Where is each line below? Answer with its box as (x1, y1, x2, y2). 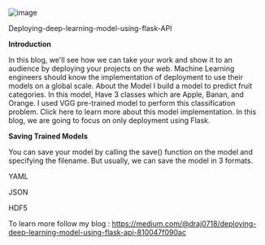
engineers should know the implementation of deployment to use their (8, 72, 244, 81)
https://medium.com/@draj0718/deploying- (111, 219, 257, 228)
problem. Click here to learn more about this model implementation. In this (8, 107, 257, 116)
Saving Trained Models (8, 131, 88, 141)
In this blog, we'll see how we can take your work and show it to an (8, 55, 233, 64)
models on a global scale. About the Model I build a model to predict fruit (8, 81, 253, 90)
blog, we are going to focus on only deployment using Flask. (8, 116, 211, 125)
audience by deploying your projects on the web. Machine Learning (8, 63, 235, 73)
